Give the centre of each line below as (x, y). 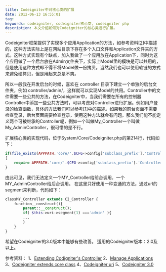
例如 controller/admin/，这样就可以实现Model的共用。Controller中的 (87, 91)
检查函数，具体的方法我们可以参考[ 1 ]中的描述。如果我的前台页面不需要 (85, 109)
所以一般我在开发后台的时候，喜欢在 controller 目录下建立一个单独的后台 (79, 84)
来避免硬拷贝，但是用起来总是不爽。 (42, 74)
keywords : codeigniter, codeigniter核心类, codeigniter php (67, 23)
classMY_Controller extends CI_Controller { (52, 199)
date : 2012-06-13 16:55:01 (33, 14)
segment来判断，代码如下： (34, 190)
